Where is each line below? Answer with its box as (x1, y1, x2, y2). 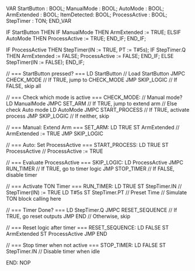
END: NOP (6, 259, 31, 266)
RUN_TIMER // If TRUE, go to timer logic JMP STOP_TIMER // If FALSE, (6, 165, 175, 172)
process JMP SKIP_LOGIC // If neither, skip (6, 112, 110, 119)
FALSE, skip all (6, 83, 41, 90)
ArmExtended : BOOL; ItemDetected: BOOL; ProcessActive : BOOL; (6, 11, 168, 18)
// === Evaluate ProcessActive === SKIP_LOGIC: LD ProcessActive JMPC (6, 159, 184, 166)
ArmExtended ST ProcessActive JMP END (6, 231, 107, 237)
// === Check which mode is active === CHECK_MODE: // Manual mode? (6, 94, 183, 101)
